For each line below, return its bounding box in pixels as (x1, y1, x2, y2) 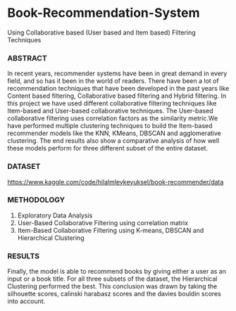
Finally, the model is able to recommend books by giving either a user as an (7, 267, 227, 276)
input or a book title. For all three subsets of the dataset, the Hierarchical (7, 274, 218, 283)
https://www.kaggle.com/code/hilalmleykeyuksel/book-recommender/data (7, 177, 224, 186)
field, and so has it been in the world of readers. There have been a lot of (7, 77, 220, 85)
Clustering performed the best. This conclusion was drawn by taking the (7, 282, 218, 291)
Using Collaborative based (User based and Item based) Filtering (7, 28, 196, 37)
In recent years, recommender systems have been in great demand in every (7, 69, 228, 78)
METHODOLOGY (7, 195, 66, 205)
